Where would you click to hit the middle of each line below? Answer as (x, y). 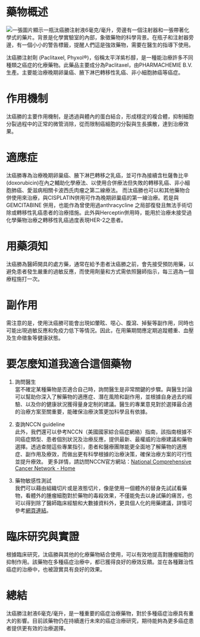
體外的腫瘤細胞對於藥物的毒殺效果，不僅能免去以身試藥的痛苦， (109, 495)
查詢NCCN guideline (40, 424)
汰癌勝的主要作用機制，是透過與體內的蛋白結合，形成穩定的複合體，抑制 (95, 116)
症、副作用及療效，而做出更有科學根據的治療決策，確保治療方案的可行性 (103, 454)
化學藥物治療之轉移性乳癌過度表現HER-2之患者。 (66, 220)
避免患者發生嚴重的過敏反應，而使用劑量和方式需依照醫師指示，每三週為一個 (100, 271)
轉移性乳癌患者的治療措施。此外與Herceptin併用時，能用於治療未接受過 (104, 212)
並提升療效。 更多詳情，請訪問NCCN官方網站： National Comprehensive (103, 461)
